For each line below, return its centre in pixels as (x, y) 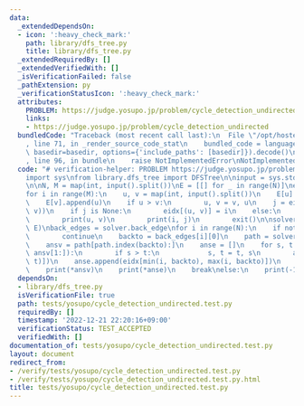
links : (38, 118)
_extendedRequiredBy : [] (64, 60)
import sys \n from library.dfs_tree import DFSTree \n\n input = (145, 177)
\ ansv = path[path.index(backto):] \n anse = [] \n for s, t (160, 245)
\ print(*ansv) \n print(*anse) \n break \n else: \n (137, 270)
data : (19, 18)
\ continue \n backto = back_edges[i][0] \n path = (147, 236)
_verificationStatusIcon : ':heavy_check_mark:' (109, 93)
